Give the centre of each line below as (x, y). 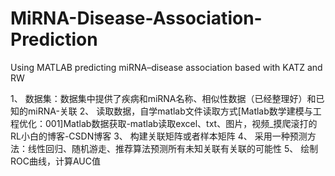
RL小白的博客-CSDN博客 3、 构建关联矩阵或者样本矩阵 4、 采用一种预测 (159, 136)
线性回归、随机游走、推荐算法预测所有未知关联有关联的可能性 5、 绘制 (173, 148)
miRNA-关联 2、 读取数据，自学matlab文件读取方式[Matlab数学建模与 (170, 111)
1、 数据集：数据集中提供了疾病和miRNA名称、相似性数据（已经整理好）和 (163, 98)
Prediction (54, 39)
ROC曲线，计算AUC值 (55, 161)
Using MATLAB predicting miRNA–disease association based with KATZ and (166, 67)
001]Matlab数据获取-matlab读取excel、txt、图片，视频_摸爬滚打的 (181, 123)
